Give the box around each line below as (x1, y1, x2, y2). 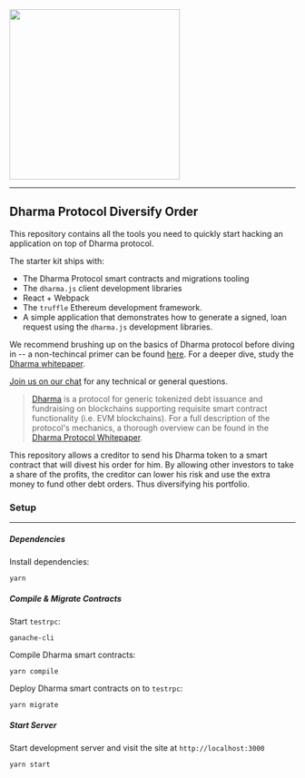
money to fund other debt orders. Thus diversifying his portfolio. (9, 478, 250, 489)
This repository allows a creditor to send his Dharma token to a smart (9, 449, 268, 460)
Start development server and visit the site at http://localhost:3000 (9, 743, 265, 753)
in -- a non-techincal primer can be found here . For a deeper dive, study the (9, 349, 294, 359)
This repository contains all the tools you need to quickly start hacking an (9, 228, 284, 239)
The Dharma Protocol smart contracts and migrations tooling (22, 272, 250, 284)
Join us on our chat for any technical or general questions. (9, 376, 229, 387)
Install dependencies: (9, 556, 90, 567)
